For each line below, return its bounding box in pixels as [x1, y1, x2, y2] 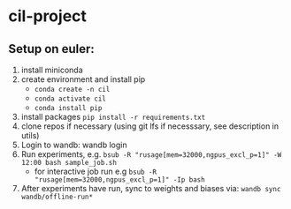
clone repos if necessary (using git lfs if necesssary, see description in [20, 121, 280, 131]
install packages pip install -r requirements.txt [20, 112, 206, 122]
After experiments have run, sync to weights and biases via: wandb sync [20, 183, 281, 193]
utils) [20, 131, 40, 140]
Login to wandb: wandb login [20, 139, 127, 150]
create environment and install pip [20, 74, 146, 85]
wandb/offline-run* [20, 192, 94, 201]
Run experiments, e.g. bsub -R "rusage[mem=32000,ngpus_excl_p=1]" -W [20, 149, 282, 160]
